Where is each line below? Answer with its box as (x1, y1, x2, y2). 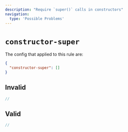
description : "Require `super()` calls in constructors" (5, 7, 124, 12)
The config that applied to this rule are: (5, 52, 84, 57)
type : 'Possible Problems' (9, 16, 64, 21)
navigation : (5, 12, 29, 17)
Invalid (5, 83, 26, 92)
